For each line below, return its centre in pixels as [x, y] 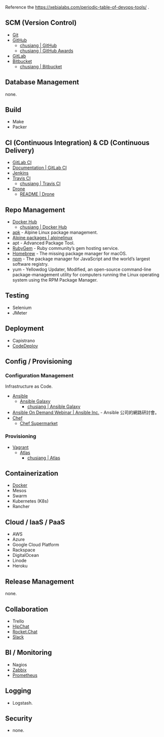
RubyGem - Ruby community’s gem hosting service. [66, 248]
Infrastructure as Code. [29, 386]
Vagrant [20, 447]
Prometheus [25, 675]
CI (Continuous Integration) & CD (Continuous [78, 143]
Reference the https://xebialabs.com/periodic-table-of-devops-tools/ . [77, 7]
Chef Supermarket [39, 423]
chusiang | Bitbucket [41, 66]
